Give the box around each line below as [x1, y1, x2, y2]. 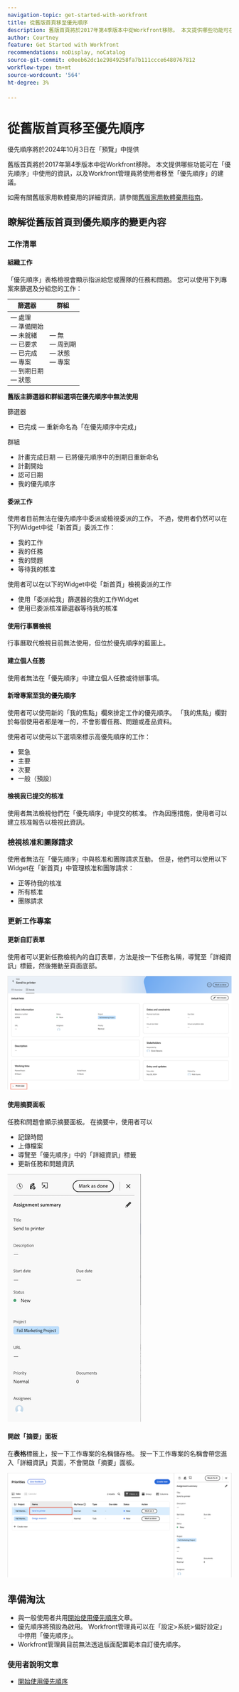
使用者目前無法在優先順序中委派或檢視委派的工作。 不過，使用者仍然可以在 [7, 514, 228, 523]
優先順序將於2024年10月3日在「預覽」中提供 [7, 145, 139, 154]
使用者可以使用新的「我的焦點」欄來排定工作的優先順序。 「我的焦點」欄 [7, 708, 221, 717]
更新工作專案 [7, 916, 52, 926]
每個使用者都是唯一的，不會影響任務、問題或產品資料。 [13, 717, 176, 726]
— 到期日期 [10, 366, 44, 375]
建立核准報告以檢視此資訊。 [7, 818, 89, 827]
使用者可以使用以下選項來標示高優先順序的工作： [7, 732, 151, 741]
